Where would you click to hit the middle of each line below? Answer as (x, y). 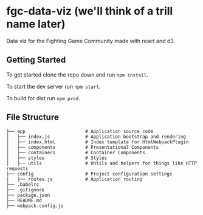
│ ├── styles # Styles (57, 158)
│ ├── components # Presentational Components (83, 147)
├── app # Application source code (80, 131)
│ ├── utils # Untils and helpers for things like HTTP (102, 163)
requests (17, 168)
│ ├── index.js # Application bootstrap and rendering (96, 137)
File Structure (33, 118)
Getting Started (36, 60)
